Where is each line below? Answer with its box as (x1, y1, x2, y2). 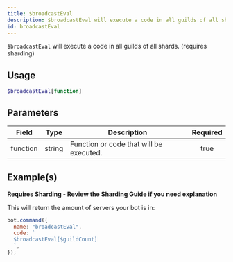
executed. (70, 148, 103, 157)
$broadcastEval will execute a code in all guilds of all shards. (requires (7, 42, 207, 51)
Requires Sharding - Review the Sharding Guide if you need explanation (7, 190, 217, 198)
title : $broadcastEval (7, 10, 73, 17)
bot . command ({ (7, 216, 49, 224)
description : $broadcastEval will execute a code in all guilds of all (7, 17, 218, 24)
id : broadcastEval (7, 23, 60, 30)
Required (191, 128, 223, 137)
